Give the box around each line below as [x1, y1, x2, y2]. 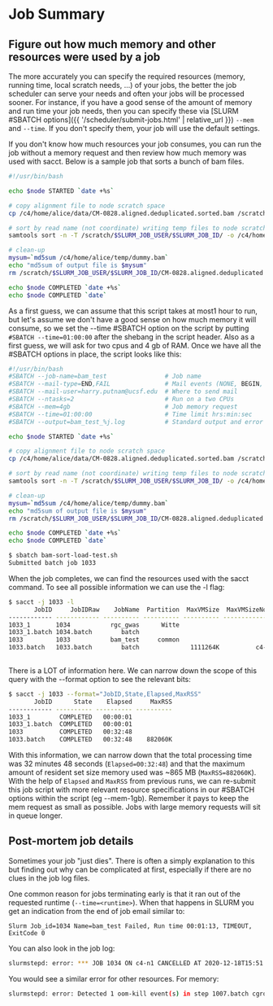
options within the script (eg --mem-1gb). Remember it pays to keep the [8, 794, 249, 803]
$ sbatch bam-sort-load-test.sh [8, 551, 118, 560]
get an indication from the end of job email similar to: [8, 906, 185, 916]
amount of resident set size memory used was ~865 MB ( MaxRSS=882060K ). [8, 768, 257, 777]
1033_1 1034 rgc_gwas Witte [8, 620, 180, 629]
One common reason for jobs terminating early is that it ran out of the [8, 889, 241, 899]
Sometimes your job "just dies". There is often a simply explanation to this [8, 855, 255, 865]
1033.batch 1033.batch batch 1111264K [8, 644, 220, 652]
